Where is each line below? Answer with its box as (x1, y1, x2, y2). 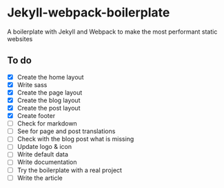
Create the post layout (17, 104, 81, 112)
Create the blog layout (17, 96, 81, 104)
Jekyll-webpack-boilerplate (7, 5, 170, 21)
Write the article (17, 174, 63, 182)
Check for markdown (17, 119, 77, 128)
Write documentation (17, 158, 77, 166)
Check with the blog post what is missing (17, 135, 134, 143)
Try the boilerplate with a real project (17, 166, 123, 174)
